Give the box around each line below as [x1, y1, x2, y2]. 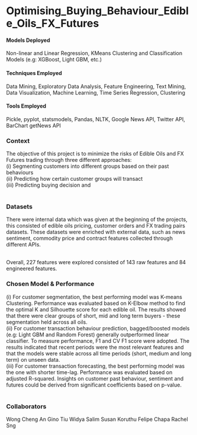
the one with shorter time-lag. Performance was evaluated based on [6, 368, 173, 376]
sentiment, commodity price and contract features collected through [6, 235, 173, 242]
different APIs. [6, 241, 41, 248]
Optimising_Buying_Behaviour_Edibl [6, 4, 189, 18]
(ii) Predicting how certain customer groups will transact [6, 176, 143, 183]
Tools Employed [6, 102, 46, 110]
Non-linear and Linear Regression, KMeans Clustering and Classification [6, 50, 183, 57]
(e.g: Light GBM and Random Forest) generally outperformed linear [6, 331, 170, 338]
